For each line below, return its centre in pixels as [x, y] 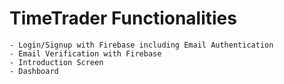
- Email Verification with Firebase [85, 53]
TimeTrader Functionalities [123, 18]
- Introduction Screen [56, 62]
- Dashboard [34, 71]
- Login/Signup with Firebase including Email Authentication [141, 45]
